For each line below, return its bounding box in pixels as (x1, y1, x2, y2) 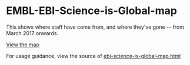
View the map (6, 41, 40, 48)
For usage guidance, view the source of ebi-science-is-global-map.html (6, 52, 181, 59)
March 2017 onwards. (6, 29, 59, 36)
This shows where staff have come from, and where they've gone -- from (6, 23, 184, 30)
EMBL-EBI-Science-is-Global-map (6, 4, 178, 18)
